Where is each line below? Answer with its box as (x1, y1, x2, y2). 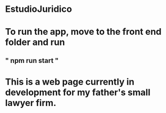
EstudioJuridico (5, 3, 72, 15)
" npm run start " (5, 56, 59, 65)
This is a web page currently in (5, 76, 135, 87)
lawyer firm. (5, 97, 57, 109)
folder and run (5, 37, 65, 48)
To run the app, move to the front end (5, 26, 162, 38)
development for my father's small (5, 87, 151, 98)
